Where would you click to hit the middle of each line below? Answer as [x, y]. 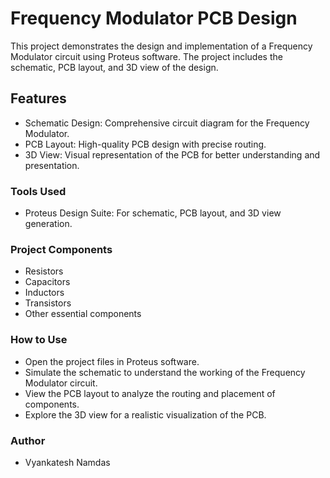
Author [28, 440]
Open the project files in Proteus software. [112, 361]
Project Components [61, 249]
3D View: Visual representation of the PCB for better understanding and [172, 154]
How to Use [39, 340]
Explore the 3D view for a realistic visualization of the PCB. [145, 414]
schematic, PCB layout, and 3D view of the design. [114, 67]
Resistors [44, 271]
